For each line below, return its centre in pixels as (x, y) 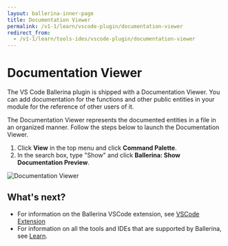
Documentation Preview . (53, 163)
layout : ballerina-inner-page (51, 13)
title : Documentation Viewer (49, 20)
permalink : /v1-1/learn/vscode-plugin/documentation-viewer (95, 26)
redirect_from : (29, 33)
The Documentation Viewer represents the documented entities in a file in (112, 120)
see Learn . (32, 236)
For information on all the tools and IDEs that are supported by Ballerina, (119, 228)
